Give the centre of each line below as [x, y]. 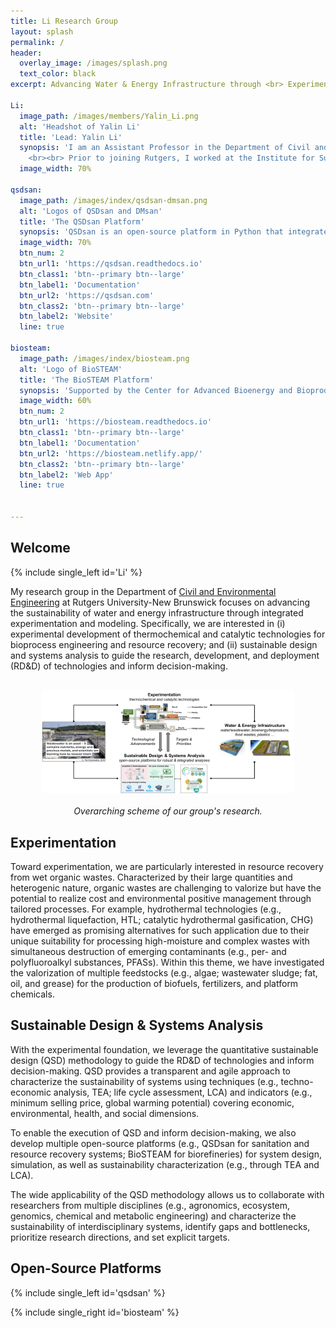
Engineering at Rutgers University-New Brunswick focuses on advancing [160, 602]
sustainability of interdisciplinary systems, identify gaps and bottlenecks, [160, 1226]
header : [26, 53]
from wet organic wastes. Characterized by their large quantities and [151, 877]
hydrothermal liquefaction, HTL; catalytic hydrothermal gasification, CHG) [162, 920]
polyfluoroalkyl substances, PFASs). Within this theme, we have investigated [167, 962]
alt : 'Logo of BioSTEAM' [71, 369]
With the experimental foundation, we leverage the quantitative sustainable [164, 1049]
